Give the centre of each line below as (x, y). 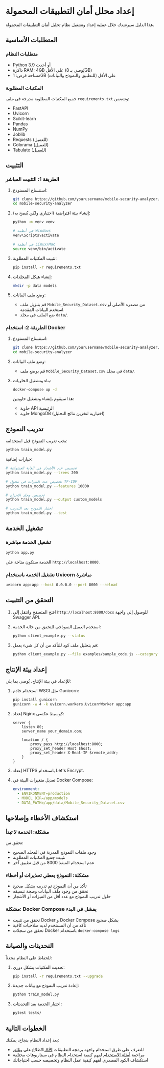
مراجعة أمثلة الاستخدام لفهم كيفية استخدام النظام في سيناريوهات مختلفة (79, 1055)
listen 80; (33, 727)
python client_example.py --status (49, 636)
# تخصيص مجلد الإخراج (25, 495)
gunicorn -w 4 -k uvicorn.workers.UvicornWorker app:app (72, 704)
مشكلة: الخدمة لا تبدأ (27, 832)
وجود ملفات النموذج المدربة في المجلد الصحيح (54, 852)
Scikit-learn (24, 118)
